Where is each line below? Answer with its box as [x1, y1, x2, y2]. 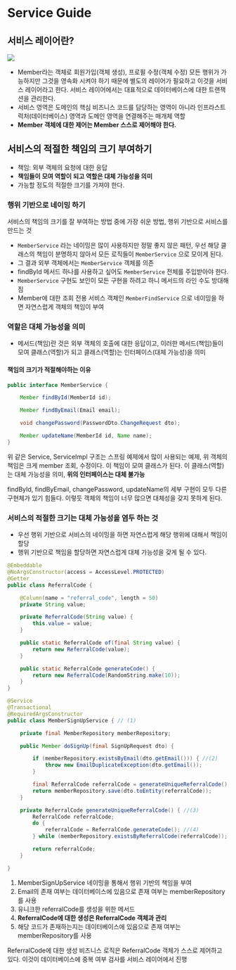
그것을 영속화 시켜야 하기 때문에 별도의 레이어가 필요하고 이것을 [41, 77, 215, 85]
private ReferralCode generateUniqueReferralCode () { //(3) [20, 807, 199, 814]
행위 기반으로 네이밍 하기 [7, 200, 86, 210]
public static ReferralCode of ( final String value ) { [20, 639, 181, 646]
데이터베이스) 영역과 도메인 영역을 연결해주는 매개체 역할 [31, 112, 186, 120]
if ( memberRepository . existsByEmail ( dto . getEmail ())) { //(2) [32, 755, 218, 762]
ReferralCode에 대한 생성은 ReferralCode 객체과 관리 [17, 913, 167, 922]
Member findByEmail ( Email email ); [20, 407, 121, 414]
